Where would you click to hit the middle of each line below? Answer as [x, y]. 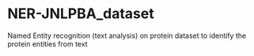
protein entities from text [47, 43]
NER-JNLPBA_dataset [81, 14]
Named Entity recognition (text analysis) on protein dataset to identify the [127, 35]
